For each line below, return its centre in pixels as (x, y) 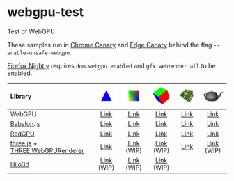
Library (21, 96)
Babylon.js (25, 124)
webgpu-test (46, 12)
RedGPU (22, 134)
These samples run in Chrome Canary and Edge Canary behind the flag (110, 45)
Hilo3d (20, 164)
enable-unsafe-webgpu (39, 53)
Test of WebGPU (31, 31)
